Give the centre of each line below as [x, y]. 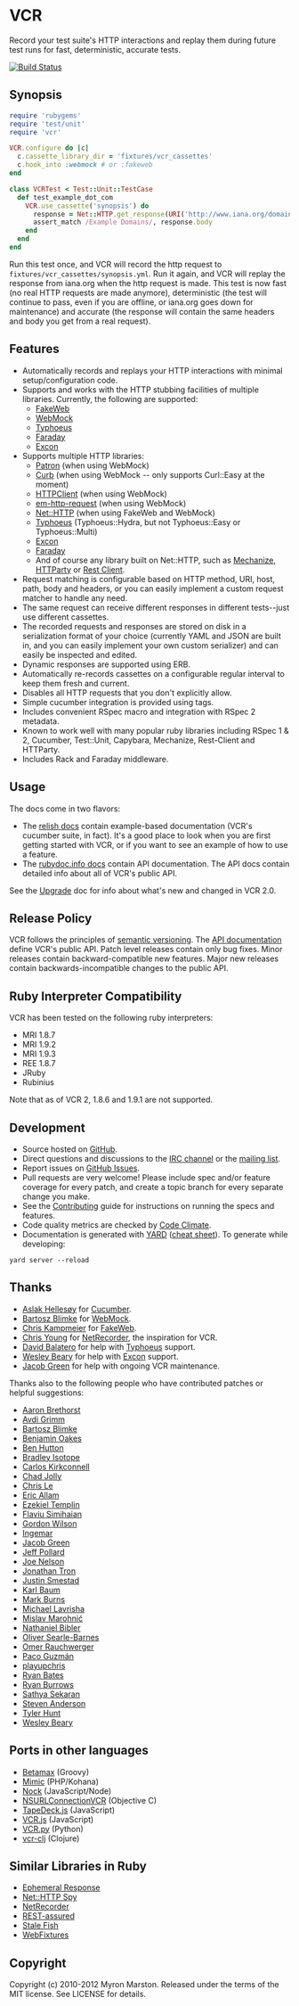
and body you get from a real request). [80, 321]
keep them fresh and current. [76, 683]
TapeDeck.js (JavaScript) [69, 1810]
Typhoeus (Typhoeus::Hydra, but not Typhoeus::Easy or [138, 522]
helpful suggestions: [47, 1393]
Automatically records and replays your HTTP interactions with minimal [152, 370]
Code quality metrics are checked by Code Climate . [117, 1225]
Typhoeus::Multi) [66, 531]
